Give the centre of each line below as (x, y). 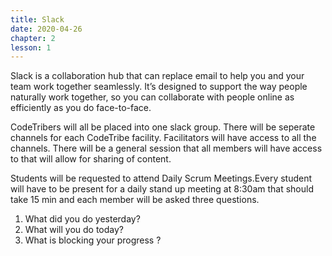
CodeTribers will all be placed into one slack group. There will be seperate (163, 127)
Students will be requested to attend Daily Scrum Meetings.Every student (161, 178)
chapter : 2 (33, 38)
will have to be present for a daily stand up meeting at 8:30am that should (162, 189)
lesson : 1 (31, 47)
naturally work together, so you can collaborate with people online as (152, 97)
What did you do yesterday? (82, 219)
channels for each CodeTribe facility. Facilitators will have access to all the (163, 138)
